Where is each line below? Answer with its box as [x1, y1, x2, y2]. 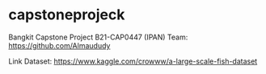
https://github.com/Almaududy [8, 40, 111, 50]
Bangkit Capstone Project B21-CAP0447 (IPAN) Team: [8, 32, 188, 42]
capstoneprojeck [8, 6, 125, 24]
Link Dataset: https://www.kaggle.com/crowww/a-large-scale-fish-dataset [8, 56, 258, 66]
